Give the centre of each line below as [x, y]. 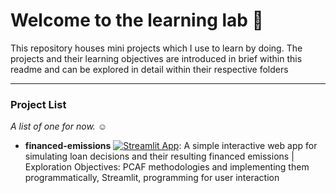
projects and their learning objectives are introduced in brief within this [156, 58]
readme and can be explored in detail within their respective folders [149, 69]
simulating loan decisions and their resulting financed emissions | [159, 156]
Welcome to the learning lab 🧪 [137, 20]
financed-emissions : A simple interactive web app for [171, 146]
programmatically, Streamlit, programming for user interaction [152, 178]
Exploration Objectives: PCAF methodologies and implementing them [167, 167]
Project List [38, 104]
